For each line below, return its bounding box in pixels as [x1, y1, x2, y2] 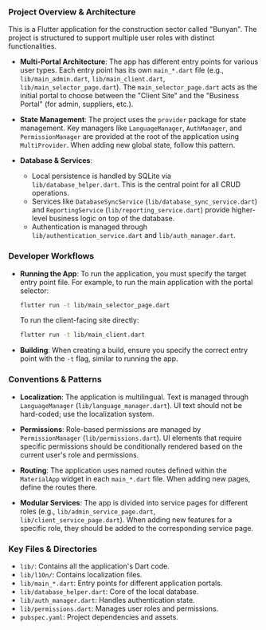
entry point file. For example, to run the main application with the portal [19, 277, 253, 287]
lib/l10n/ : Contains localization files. [19, 569, 143, 579]
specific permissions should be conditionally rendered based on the [19, 442, 243, 451]
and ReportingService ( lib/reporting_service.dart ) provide [31, 205, 230, 215]
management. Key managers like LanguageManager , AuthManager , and [19, 123, 243, 133]
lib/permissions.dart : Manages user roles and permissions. [19, 604, 219, 613]
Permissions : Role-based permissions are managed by [19, 424, 201, 434]
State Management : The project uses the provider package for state [19, 115, 247, 125]
